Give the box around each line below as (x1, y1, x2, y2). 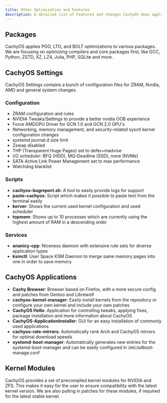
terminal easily (12, 198, 43, 204)
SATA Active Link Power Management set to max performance (12, 158, 140, 164)
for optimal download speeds (12, 334, 73, 340)
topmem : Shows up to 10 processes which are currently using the (12, 213, 148, 219)
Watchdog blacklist (12, 164, 52, 170)
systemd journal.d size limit (12, 137, 69, 143)
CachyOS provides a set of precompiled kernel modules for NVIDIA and (5, 377, 152, 383)
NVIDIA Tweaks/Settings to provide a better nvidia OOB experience (12, 116, 150, 122)
